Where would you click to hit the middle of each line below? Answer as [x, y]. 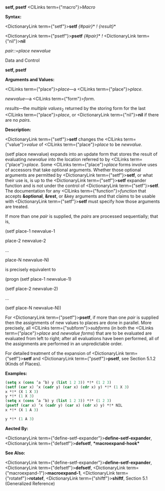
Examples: [16, 373]
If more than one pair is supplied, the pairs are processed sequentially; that [82, 216]
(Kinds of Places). [23, 364]
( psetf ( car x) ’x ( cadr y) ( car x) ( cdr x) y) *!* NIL [64, 405]
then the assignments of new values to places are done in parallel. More [78, 322]
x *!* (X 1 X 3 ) [22, 392]
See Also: [15, 453]
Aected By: [17, 428]
